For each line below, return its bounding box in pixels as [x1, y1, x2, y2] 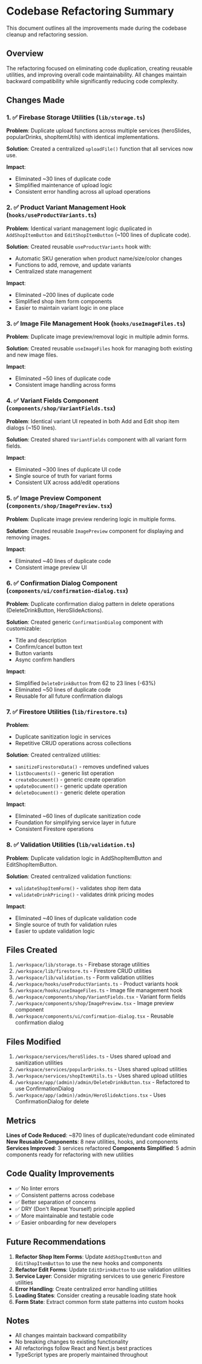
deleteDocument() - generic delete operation [15, 789, 126, 796]
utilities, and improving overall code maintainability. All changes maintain [6, 71, 187, 78]
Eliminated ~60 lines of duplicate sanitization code [15, 813, 141, 820]
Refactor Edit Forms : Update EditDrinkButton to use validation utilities [15, 1266, 191, 1273]
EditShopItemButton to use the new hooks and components [15, 1259, 163, 1267]
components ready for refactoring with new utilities [6, 1151, 134, 1158]
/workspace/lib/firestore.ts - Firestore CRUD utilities [15, 967, 152, 975]
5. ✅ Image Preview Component [6, 494, 102, 502]
